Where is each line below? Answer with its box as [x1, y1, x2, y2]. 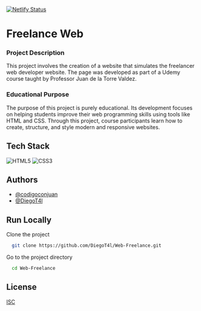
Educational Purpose [6, 90, 69, 99]
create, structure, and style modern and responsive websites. [6, 123, 160, 130]
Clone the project [6, 231, 50, 238]
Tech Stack [6, 141, 50, 152]
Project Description [6, 48, 65, 57]
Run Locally [6, 215, 52, 225]
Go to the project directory [6, 253, 73, 261]
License [6, 282, 37, 292]
